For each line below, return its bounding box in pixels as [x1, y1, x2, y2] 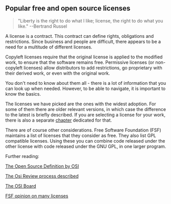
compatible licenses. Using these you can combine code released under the [5, 138, 165, 144]
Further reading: [5, 153, 39, 159]
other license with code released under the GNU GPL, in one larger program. [5, 143, 166, 149]
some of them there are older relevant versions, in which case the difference [5, 106, 166, 112]
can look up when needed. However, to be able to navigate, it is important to [5, 85, 166, 92]
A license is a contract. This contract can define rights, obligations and [5, 33, 154, 39]
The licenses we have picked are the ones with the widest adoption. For [5, 101, 157, 107]
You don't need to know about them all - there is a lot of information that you [5, 80, 166, 86]
